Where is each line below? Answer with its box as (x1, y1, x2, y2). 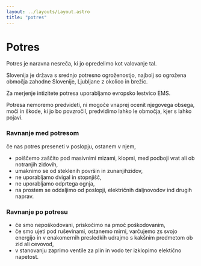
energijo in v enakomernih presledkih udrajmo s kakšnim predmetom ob (14, 234, 193, 241)
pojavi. (6, 114, 23, 121)
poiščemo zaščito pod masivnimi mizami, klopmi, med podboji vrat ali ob (14, 154, 195, 162)
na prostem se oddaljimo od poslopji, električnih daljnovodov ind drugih (14, 186, 193, 193)
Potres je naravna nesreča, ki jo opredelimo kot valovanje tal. (6, 60, 157, 67)
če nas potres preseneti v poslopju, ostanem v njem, (6, 142, 137, 150)
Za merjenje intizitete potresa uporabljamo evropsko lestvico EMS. (6, 89, 171, 97)
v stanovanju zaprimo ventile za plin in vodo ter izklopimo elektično (14, 247, 182, 254)
